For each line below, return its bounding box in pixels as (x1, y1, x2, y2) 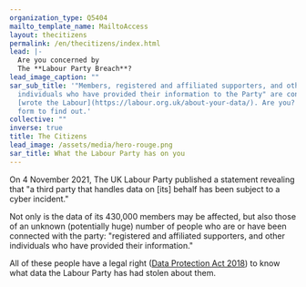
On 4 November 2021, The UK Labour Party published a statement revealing (9, 174, 295, 185)
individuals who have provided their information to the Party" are (17, 89, 283, 98)
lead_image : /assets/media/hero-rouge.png (9, 140, 173, 149)
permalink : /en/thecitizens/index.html (9, 38, 161, 48)
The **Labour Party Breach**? (17, 65, 132, 74)
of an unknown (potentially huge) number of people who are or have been (9, 220, 287, 231)
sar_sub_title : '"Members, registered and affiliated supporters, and (9, 81, 283, 90)
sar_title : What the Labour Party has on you (9, 149, 185, 158)
